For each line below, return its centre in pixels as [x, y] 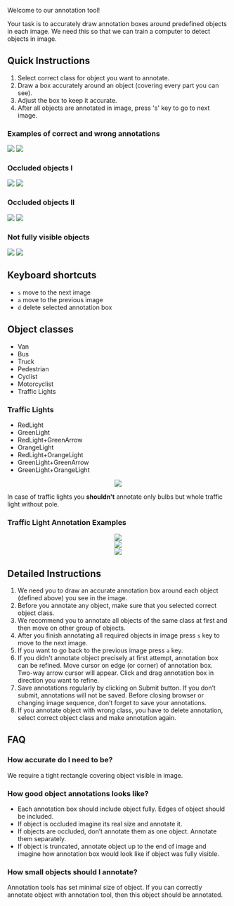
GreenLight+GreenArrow [53, 462]
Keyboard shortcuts [52, 275]
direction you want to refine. [58, 681]
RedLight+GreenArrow [50, 440]
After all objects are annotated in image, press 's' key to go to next [113, 108]
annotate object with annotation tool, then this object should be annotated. [115, 895]
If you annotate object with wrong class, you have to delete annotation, [120, 710]
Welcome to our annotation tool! [54, 10]
